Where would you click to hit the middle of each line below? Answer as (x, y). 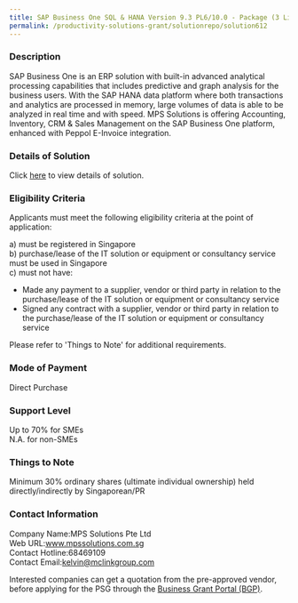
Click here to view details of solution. (77, 175)
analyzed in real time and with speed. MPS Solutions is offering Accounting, (148, 114)
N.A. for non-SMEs (43, 439)
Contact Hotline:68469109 (58, 552)
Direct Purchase (39, 387)
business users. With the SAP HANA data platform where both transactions (146, 95)
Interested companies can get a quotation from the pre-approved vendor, (143, 579)
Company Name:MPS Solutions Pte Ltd (80, 534)
